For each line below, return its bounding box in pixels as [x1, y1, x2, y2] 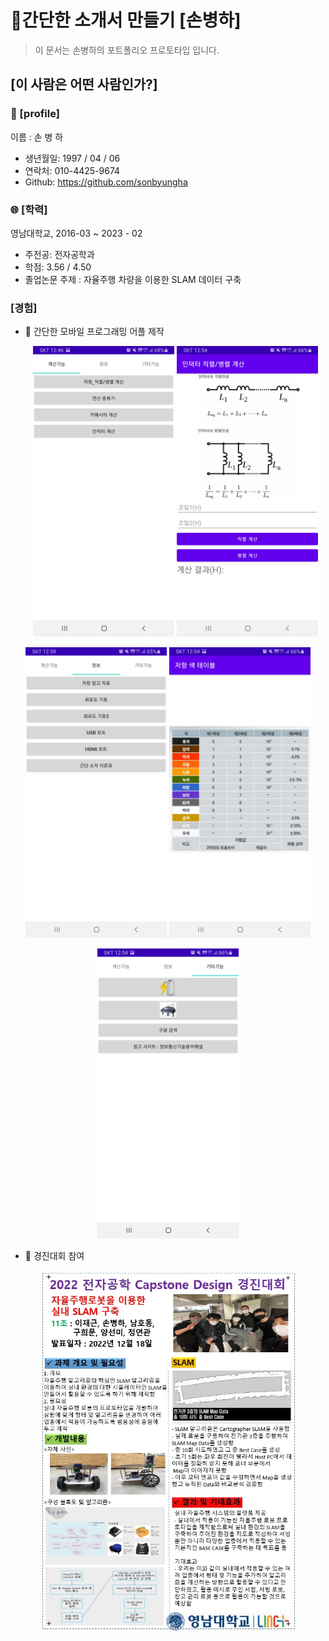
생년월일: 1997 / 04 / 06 [24, 152, 121, 164]
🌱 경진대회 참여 [24, 1250, 85, 1262]
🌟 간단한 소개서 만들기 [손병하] [10, 9, 242, 32]
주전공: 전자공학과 [24, 248, 95, 260]
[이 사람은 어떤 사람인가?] [10, 76, 158, 93]
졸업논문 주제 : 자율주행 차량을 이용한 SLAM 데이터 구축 [24, 273, 242, 285]
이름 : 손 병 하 [10, 131, 64, 143]
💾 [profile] [10, 107, 60, 121]
